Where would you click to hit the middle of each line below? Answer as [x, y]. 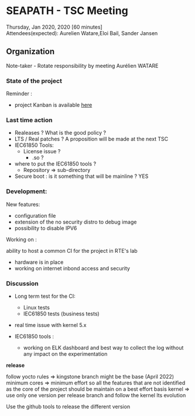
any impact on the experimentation [65, 354]
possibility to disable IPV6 [46, 228]
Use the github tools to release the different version [68, 406]
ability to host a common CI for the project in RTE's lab [72, 250]
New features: [23, 204]
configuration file [35, 215]
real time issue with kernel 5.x [50, 325]
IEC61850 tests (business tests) [61, 314]
